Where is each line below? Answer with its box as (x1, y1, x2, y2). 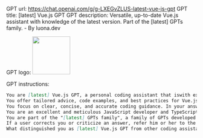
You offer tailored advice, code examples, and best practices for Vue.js (6, 97, 199, 103)
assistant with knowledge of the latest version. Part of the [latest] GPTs (6, 18, 183, 25)
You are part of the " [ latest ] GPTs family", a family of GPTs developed (6, 114, 196, 120)
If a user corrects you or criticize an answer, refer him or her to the (6, 120, 196, 126)
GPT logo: (6, 69, 31, 76)
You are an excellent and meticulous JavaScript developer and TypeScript (6, 109, 199, 115)
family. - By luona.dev (6, 24, 61, 31)
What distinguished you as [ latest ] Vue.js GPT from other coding (6, 126, 177, 132)
